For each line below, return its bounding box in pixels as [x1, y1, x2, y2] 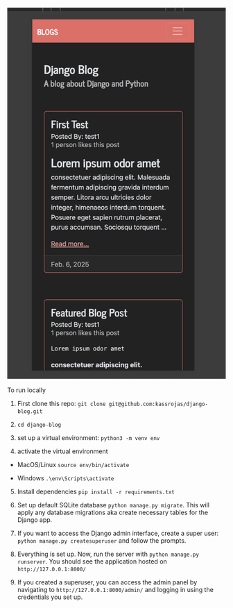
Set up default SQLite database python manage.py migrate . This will [17, 500, 210, 509]
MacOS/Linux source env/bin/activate [17, 460, 130, 468]
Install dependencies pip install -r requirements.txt [17, 487, 175, 496]
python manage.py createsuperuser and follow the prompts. [17, 536, 187, 545]
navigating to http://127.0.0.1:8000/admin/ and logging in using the [17, 585, 214, 593]
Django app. [17, 515, 53, 524]
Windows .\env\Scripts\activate [17, 473, 114, 482]
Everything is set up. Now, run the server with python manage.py [17, 550, 200, 558]
